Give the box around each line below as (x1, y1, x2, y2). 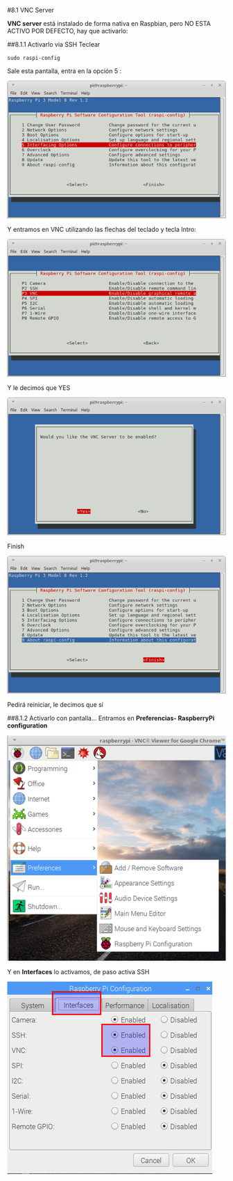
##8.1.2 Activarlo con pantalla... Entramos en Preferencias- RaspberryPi (7, 714, 215, 722)
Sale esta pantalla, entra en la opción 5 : (7, 67, 122, 75)
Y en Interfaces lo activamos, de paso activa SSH (7, 967, 150, 976)
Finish (7, 542, 24, 550)
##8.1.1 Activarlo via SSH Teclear (7, 40, 101, 48)
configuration (7, 721, 48, 730)
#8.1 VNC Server (7, 6, 54, 14)
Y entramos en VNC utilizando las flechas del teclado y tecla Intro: (7, 225, 196, 233)
